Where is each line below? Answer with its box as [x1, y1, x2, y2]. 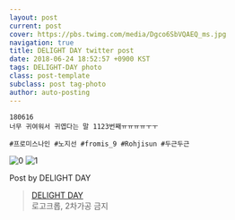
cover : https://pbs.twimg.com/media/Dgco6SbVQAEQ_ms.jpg [9, 30, 227, 38]
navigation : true [9, 38, 74, 47]
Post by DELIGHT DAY [9, 172, 91, 183]
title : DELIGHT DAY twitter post [9, 47, 135, 55]
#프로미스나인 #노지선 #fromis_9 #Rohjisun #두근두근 [9, 140, 190, 148]
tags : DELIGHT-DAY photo [9, 63, 102, 72]
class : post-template [9, 72, 91, 80]
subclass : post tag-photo [9, 80, 106, 89]
